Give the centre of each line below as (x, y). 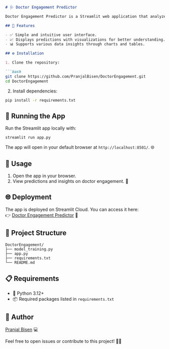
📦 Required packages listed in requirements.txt (63, 299)
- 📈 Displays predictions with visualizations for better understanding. (85, 40)
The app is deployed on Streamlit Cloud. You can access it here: (72, 209)
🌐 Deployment (28, 197)
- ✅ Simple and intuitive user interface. (51, 35)
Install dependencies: (35, 91)
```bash (13, 72)
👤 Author (19, 317)
